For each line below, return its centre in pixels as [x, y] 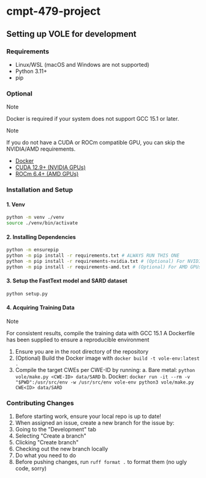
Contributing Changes [40, 403]
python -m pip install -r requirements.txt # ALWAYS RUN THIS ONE [93, 256]
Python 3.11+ [31, 71]
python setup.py [27, 294]
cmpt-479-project [54, 11]
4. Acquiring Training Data [40, 308]
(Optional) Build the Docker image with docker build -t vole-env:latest [107, 358]
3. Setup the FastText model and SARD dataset [67, 281]
